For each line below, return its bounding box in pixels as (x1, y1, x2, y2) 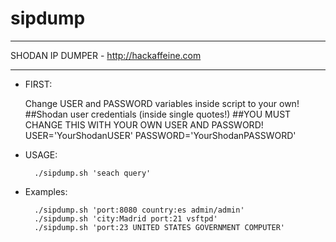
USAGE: (24, 148, 58, 161)
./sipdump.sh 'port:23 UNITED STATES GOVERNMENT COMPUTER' (34, 222, 286, 232)
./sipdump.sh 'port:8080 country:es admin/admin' (34, 205, 245, 215)
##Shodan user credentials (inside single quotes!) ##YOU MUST (24, 108, 292, 120)
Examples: (24, 185, 68, 197)
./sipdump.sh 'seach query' (34, 168, 152, 178)
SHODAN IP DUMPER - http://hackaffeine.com (10, 49, 202, 61)
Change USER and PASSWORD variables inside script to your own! (24, 97, 300, 109)
